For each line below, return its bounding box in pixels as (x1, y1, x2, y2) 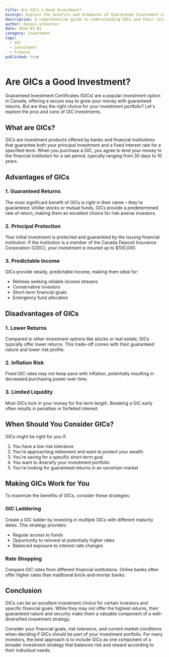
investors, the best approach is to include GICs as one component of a (5, 636, 151, 642)
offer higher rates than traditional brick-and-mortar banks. (5, 572, 126, 578)
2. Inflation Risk (5, 359, 44, 366)
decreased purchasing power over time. (5, 376, 88, 382)
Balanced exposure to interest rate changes (12, 543, 103, 549)
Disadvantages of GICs (5, 309, 79, 318)
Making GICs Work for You (5, 479, 90, 488)
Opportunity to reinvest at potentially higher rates (12, 537, 115, 543)
